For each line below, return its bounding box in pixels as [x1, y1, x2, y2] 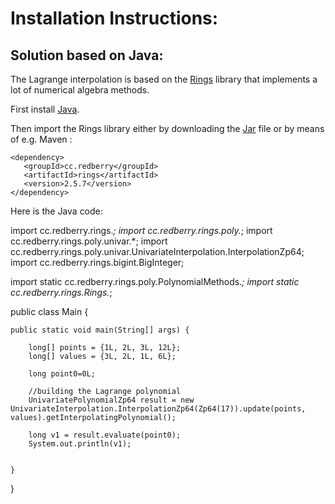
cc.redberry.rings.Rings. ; [10, 287, 113, 298]
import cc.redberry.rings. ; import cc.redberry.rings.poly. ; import [10, 225, 273, 236]
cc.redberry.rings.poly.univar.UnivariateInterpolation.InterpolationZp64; [10, 246, 305, 257]
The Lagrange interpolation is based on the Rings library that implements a [10, 73, 318, 85]
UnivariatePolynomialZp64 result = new [28, 395, 195, 405]
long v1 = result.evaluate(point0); [28, 430, 182, 440]
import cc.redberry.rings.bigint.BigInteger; [10, 257, 185, 268]
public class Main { [10, 306, 89, 317]
